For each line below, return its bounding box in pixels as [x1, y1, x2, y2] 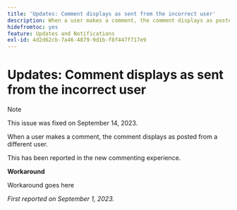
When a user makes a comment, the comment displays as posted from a [7, 132, 218, 141]
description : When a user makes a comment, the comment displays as [7, 17, 213, 24]
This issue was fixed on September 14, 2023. [7, 119, 138, 128]
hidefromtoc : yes [7, 23, 59, 30]
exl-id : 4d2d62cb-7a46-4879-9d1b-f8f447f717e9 [7, 37, 147, 44]
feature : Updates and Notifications [7, 30, 115, 37]
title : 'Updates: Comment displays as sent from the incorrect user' [7, 10, 217, 18]
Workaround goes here [7, 181, 75, 190]
